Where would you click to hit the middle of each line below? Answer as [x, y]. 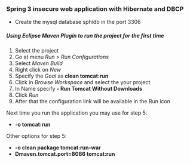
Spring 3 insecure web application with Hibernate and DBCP [95, 9]
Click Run [27, 95]
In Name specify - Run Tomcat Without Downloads [78, 89]
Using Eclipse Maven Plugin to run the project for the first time [85, 35]
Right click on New [38, 70]
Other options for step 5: [36, 136]
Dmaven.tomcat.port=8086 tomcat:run [65, 154]
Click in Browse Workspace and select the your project [82, 82]
